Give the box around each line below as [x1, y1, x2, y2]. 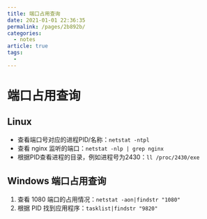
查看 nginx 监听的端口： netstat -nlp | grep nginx [17, 144, 164, 152]
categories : [7, 29, 42, 37]
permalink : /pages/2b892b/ [7, 23, 86, 30]
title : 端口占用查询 [7, 10, 61, 17]
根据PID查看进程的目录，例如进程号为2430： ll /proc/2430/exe [17, 153, 200, 161]
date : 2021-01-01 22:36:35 [7, 17, 86, 24]
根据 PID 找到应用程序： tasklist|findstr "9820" [17, 204, 158, 212]
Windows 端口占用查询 [7, 175, 107, 187]
